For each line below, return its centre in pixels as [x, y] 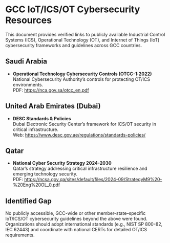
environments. [28, 84]
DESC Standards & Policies [42, 118]
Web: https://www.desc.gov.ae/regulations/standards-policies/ [79, 135]
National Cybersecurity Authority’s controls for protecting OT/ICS [81, 79]
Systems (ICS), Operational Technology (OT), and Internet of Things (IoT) [82, 40]
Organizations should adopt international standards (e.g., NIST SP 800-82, [84, 224]
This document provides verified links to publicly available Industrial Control [85, 34]
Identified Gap [29, 201]
